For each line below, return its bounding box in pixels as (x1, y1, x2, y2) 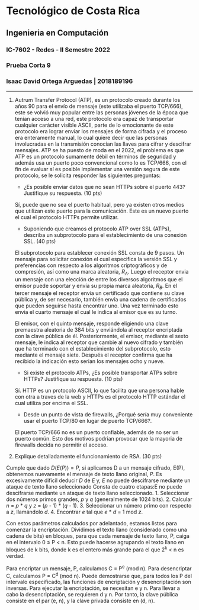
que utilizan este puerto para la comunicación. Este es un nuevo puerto (14, 207, 189, 214)
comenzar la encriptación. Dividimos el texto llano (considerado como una (6, 526, 188, 534)
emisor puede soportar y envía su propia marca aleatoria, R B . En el (14, 282, 178, 291)
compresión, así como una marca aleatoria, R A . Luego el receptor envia (14, 268, 189, 277)
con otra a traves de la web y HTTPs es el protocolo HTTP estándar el (14, 393, 185, 400)
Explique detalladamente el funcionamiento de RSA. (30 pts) (14, 453, 162, 460)
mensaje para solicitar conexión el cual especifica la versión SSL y (14, 255, 178, 262)
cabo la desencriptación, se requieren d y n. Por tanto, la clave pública (6, 591, 178, 598)
